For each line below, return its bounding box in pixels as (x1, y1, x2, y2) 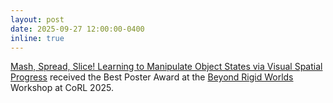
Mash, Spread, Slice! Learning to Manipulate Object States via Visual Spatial (10, 61, 323, 73)
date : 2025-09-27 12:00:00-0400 (10, 24, 145, 34)
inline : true (10, 33, 65, 43)
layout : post (10, 14, 65, 25)
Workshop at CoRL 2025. (10, 82, 114, 94)
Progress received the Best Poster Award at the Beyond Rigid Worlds (10, 71, 294, 83)
